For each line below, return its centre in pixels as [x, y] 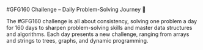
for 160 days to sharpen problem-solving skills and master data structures [99, 28]
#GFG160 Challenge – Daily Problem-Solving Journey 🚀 [76, 9]
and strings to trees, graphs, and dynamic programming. [77, 41]
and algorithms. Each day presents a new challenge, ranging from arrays [98, 34]
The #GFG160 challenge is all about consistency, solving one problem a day [102, 21]
